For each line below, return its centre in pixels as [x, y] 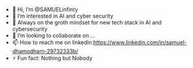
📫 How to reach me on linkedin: [53, 42]
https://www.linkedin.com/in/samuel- [140, 42]
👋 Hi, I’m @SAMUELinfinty [45, 9]
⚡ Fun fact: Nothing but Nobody [52, 58]
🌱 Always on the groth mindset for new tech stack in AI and [87, 22]
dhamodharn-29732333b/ [45, 51]
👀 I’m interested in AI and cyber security [62, 16]
